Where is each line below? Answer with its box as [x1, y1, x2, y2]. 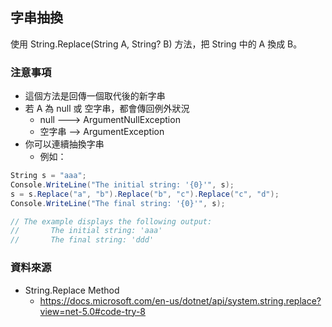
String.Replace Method [24, 284, 120, 296]
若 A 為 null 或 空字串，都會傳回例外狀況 [24, 103, 190, 115]
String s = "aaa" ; [10, 171, 87, 181]
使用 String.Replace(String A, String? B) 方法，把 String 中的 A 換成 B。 [10, 38, 303, 50]
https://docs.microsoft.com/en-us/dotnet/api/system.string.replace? [39, 294, 322, 307]
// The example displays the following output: [10, 216, 213, 227]
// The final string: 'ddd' [10, 235, 155, 245]
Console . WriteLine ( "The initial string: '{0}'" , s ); [10, 179, 235, 190]
